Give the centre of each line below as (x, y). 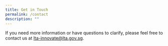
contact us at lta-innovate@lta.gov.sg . (45, 38)
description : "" (22, 19)
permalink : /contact (27, 14)
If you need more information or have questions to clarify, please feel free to (84, 33)
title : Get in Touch (27, 10)
